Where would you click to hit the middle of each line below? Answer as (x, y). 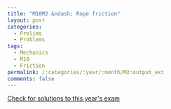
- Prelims (28, 33)
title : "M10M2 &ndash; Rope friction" (64, 14)
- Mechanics (31, 53)
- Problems (29, 40)
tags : (15, 46)
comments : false (31, 79)
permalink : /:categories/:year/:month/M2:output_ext (86, 72)
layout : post (26, 20)
